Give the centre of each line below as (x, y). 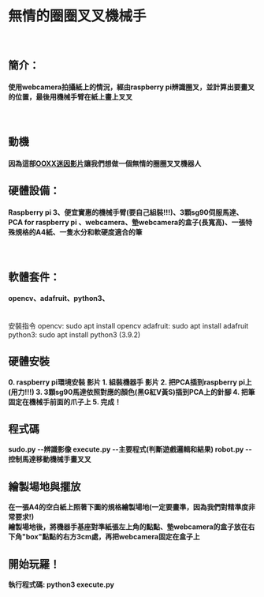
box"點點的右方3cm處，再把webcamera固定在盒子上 (113, 537)
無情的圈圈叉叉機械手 (78, 16)
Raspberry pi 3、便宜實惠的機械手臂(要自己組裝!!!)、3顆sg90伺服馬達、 (126, 212)
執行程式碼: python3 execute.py (61, 584)
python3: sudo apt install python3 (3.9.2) (74, 334)
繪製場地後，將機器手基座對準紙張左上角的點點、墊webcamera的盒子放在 (128, 527)
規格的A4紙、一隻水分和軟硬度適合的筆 (78, 232)
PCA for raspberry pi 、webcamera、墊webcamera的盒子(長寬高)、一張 (127, 222)
